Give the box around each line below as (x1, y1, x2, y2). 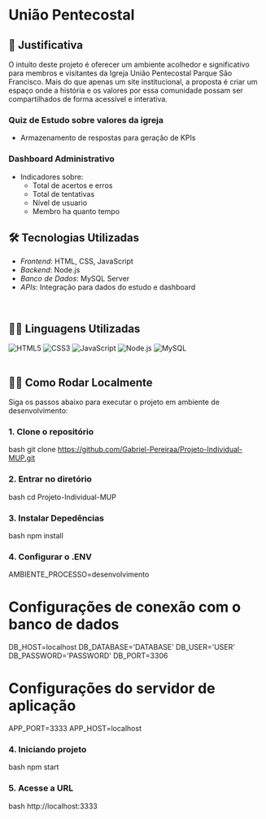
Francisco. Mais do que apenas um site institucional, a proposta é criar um (8, 77, 258, 86)
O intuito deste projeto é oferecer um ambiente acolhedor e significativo (8, 59, 250, 69)
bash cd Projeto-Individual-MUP (8, 492, 116, 502)
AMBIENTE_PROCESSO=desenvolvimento (8, 569, 150, 579)
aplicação (8, 697, 76, 715)
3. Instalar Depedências (8, 512, 104, 524)
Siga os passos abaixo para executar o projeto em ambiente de (8, 397, 220, 407)
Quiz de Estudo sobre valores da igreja (8, 114, 164, 125)
